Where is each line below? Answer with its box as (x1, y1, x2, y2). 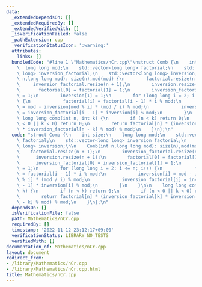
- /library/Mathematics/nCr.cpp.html (6, 266, 101, 273)
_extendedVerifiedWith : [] (11, 25, 79, 32)
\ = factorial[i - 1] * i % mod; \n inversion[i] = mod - (17, 171, 192, 177)
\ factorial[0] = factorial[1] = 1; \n (17, 87, 130, 93)
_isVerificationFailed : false (11, 31, 87, 37)
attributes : (11, 48, 42, 54)
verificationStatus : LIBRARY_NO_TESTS (11, 232, 109, 238)
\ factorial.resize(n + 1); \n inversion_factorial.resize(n (17, 149, 198, 155)
